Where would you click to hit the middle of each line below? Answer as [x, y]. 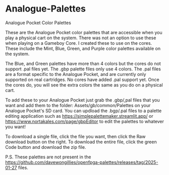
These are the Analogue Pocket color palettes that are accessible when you [84, 32]
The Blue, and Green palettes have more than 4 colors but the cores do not [83, 63]
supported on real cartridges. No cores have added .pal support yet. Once [82, 79]
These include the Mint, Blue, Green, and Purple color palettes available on [83, 48]
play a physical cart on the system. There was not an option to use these [81, 38]
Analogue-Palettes [45, 9]
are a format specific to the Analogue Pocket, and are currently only [76, 74]
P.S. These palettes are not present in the [48, 157]
